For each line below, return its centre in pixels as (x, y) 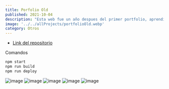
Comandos (17, 53)
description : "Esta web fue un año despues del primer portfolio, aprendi (85, 19)
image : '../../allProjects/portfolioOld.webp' (55, 24)
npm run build (20, 66)
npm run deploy (21, 71)
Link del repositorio (32, 43)
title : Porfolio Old (27, 10)
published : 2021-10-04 (29, 15)
